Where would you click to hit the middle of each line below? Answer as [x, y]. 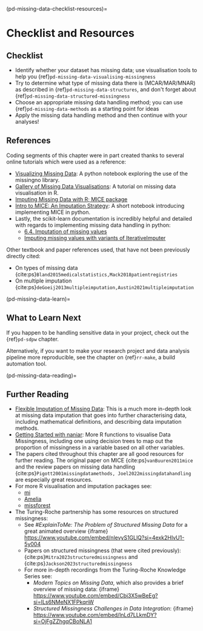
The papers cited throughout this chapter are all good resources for [99, 454]
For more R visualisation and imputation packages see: [83, 486]
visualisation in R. [37, 193]
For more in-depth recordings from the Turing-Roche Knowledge [105, 570]
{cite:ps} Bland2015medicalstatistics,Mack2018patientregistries [96, 274]
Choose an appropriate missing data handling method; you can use [99, 102]
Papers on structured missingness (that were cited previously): [102, 550]
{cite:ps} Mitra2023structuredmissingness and [81, 557]
